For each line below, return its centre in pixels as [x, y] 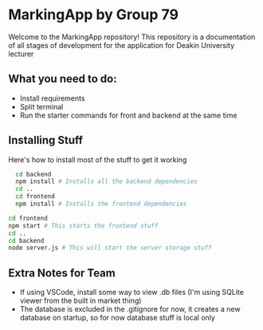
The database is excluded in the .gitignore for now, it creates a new [130, 309]
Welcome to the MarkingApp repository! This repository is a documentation [132, 37]
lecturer [21, 54]
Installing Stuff [46, 140]
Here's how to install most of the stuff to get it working [98, 159]
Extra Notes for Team [62, 273]
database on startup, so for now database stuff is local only [117, 318]
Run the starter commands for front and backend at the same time [128, 115]
